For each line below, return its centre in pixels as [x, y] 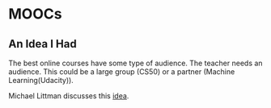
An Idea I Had [42, 44]
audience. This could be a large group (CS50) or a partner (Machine [122, 72]
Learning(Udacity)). [41, 80]
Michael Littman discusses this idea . [69, 96]
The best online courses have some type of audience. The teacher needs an [135, 63]
